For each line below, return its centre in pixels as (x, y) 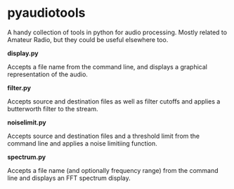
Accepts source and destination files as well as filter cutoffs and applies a (114, 101)
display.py (23, 53)
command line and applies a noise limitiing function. (82, 143)
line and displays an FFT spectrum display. (69, 178)
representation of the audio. (47, 74)
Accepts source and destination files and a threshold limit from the (104, 136)
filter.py (19, 87)
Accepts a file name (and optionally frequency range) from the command (113, 170)
